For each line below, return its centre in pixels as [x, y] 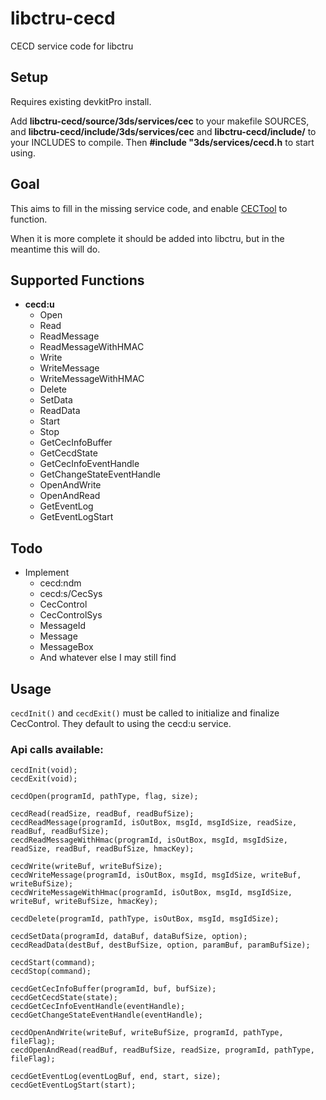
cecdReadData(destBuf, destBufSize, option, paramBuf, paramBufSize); [160, 945]
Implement [47, 573]
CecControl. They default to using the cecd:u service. [121, 723]
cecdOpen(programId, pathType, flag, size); [104, 797]
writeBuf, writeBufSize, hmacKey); [84, 902]
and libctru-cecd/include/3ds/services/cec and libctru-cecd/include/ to [163, 131]
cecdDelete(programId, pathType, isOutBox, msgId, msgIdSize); [145, 919]
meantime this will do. [55, 249]
